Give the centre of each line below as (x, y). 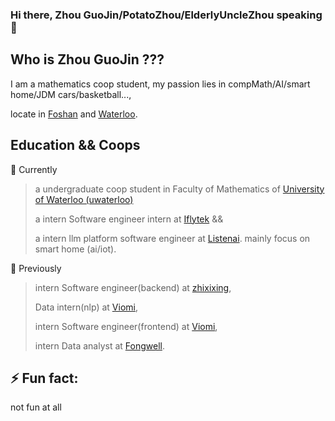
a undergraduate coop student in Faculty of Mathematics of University (179, 189)
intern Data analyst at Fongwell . (99, 345)
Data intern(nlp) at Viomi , (86, 307)
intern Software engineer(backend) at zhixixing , (133, 287)
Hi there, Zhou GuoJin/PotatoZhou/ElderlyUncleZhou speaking (166, 15)
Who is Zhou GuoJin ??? (87, 59)
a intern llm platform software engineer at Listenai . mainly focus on (172, 238)
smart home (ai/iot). (75, 249)
